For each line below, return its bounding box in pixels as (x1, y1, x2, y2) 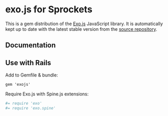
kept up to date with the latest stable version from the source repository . (5, 26, 157, 32)
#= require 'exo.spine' (5, 106, 56, 111)
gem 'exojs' (5, 82, 31, 87)
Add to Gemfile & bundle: (5, 72, 58, 78)
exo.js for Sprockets (5, 4, 93, 15)
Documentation (5, 41, 56, 50)
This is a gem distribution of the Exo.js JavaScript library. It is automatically (5, 21, 163, 27)
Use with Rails (5, 58, 51, 67)
